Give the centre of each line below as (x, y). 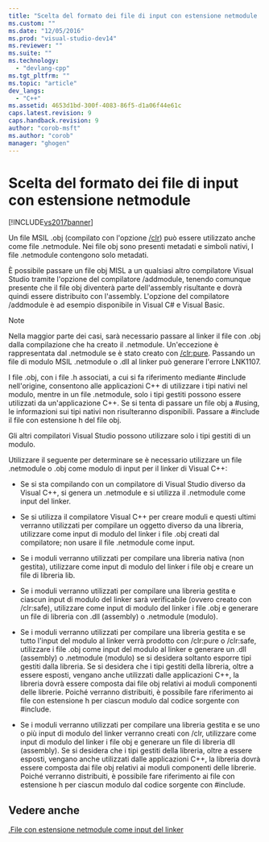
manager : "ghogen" (39, 143)
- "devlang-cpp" (43, 68)
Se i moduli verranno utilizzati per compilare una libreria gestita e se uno (140, 725)
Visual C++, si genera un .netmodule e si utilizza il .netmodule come (132, 493)
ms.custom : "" (32, 23)
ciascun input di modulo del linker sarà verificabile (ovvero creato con (136, 599)
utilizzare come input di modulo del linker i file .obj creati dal (120, 534)
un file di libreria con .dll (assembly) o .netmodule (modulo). (119, 616)
